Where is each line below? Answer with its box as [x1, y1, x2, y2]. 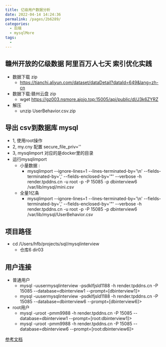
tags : [5, 35, 16, 40]
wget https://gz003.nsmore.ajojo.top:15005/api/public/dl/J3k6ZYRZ [19, 96, 159, 102]
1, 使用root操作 [12, 138, 43, 144]
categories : [5, 21, 30, 26]
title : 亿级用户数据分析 [5, 7, 51, 12]
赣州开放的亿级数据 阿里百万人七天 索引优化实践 [5, 59, 152, 68]
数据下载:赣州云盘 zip [12, 90, 56, 96]
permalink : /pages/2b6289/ [5, 16, 61, 21]
